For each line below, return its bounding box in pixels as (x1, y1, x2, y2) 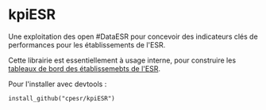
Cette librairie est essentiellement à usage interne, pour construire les (8, 55, 237, 65)
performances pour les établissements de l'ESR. (8, 40, 166, 49)
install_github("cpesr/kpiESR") (8, 94, 115, 102)
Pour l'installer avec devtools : (8, 79, 107, 89)
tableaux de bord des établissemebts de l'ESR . (8, 63, 161, 73)
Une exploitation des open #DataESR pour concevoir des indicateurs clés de (8, 32, 258, 41)
